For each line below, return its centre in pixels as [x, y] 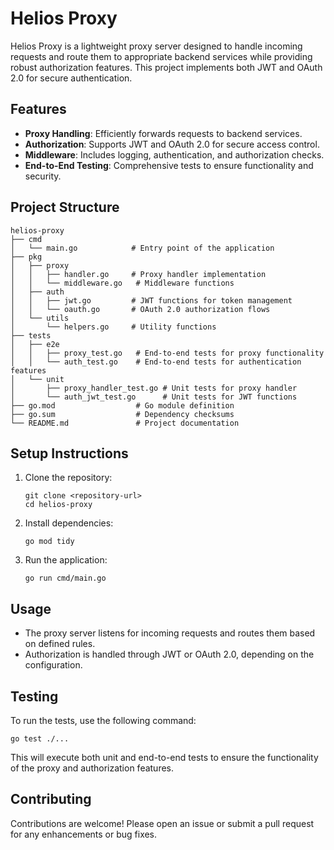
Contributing [51, 799]
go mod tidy [49, 542]
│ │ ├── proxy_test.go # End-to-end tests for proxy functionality [167, 353]
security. [43, 176]
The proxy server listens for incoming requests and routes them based [170, 633]
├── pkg [26, 257]
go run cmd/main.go [65, 578]
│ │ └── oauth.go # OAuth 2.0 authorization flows [140, 309]
